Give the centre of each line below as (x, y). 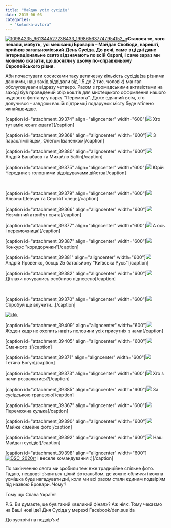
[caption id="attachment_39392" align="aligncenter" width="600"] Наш (84, 438)
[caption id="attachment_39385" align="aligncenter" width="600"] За (82, 390)
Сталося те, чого (146, 39)
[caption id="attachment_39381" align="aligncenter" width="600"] (76, 257)
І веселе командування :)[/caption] (76, 458)
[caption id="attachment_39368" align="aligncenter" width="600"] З (81, 135)
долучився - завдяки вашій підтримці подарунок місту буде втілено (80, 104)
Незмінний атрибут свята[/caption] (44, 215)
